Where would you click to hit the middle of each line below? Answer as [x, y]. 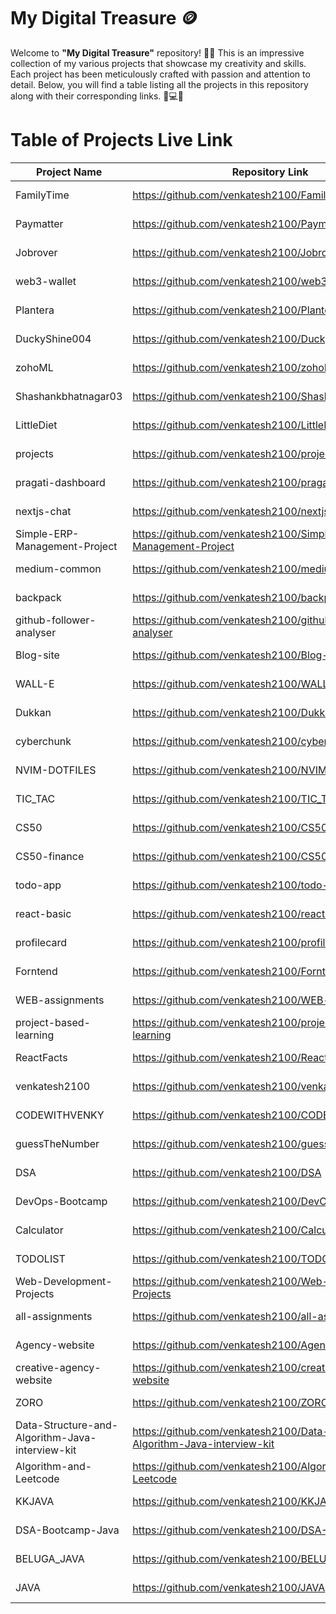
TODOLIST [40, 1258]
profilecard [41, 942]
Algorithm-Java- [56, 1437]
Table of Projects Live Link [121, 140]
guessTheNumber [57, 1143]
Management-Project [66, 546]
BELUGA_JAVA [50, 1558]
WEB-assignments [60, 1000]
